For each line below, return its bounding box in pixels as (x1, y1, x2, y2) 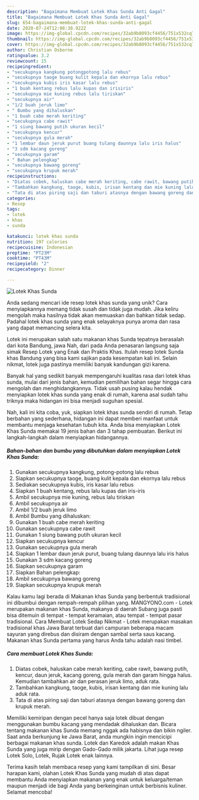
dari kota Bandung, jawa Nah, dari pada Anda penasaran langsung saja (6, 342, 180, 349)
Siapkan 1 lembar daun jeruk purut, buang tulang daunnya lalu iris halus (15, 550, 189, 557)
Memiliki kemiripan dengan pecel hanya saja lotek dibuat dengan (6, 714, 165, 721)
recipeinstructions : (6, 174, 58, 179)
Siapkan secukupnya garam (15, 562, 83, 570)
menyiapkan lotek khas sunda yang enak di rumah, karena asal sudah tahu (6, 391, 188, 398)
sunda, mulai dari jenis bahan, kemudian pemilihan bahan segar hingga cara (6, 378, 191, 386)
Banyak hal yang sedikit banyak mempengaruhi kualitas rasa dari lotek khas (6, 372, 191, 379)
